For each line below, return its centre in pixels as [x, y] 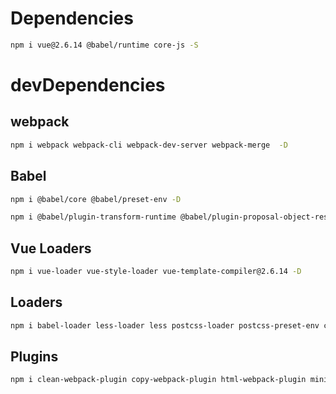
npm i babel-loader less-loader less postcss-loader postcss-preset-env [165, 325]
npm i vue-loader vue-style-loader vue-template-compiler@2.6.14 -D [156, 272]
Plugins [34, 357]
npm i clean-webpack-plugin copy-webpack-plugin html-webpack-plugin [158, 380]
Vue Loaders [51, 248]
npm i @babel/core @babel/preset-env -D [96, 199]
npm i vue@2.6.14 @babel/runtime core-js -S [104, 45]
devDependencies [88, 85]
